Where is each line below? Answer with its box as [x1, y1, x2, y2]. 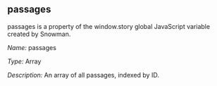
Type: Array [7, 57, 42, 66]
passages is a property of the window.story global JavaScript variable [7, 22, 210, 30]
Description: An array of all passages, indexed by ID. [7, 70, 160, 79]
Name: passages [7, 43, 56, 51]
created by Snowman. [7, 30, 71, 38]
